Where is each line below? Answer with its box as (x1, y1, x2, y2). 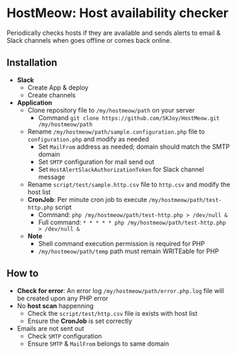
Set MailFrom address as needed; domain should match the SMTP (38, 142, 230, 151)
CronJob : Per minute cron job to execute (27, 195, 148, 203)
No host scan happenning (16, 301, 94, 310)
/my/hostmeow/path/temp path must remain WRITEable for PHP (38, 247, 219, 255)
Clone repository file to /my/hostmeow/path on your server (27, 105, 195, 115)
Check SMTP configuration (27, 332, 102, 340)
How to (6, 267, 39, 280)
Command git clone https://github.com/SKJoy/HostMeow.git (38, 113, 220, 122)
